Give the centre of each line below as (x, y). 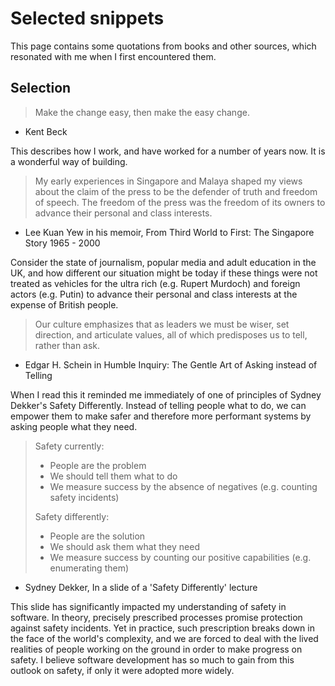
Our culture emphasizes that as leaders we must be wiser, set (162, 324)
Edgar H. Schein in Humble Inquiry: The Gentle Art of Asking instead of (171, 364)
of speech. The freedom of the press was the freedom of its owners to (180, 202)
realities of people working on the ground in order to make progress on (156, 649)
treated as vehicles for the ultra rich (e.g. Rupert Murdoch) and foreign (155, 283)
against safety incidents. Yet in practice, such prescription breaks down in (162, 628)
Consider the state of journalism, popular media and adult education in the (163, 262)
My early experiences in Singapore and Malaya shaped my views (168, 181)
